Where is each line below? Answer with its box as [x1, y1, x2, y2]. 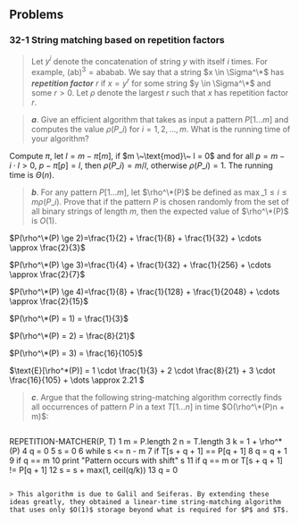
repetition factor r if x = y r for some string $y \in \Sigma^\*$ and [30, 76, 271, 89]
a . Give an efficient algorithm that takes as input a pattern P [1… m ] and [30, 114, 288, 124]
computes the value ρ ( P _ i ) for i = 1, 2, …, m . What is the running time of [30, 123, 291, 134]
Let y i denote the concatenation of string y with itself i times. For [30, 54, 268, 66]
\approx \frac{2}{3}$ [9, 241, 87, 253]
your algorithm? [30, 133, 89, 144]
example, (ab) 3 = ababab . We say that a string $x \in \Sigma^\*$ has [30, 65, 285, 77]
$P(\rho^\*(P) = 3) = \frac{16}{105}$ [9, 348, 144, 359]
